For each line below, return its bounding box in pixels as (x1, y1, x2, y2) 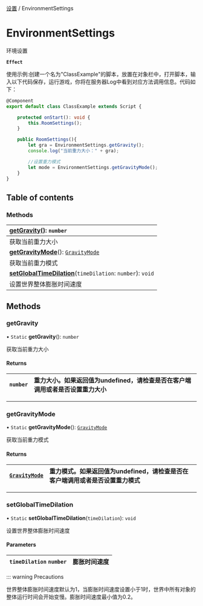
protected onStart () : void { (17, 114, 91, 121)
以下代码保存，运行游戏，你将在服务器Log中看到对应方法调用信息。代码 (11, 78, 190, 85)
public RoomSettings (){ (17, 136, 77, 143)
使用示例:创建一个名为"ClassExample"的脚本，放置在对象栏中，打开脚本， (6, 70, 191, 78)
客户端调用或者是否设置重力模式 (49, 476, 141, 484)
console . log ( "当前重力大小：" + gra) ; (28, 148, 120, 154)
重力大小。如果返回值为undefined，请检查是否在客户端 (34, 376, 192, 385)
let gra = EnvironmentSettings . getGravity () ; (28, 142, 145, 148)
